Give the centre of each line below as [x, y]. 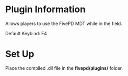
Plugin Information [45, 9]
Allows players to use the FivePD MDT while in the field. [64, 23]
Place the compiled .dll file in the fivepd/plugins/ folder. [64, 68]
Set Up [20, 54]
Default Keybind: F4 [26, 33]
